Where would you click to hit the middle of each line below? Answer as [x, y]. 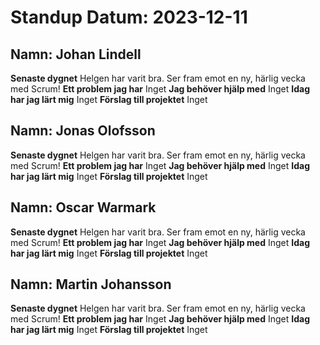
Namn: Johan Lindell [76, 54]
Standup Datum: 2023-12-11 [129, 17]
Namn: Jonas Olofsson [83, 131]
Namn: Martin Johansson [91, 284]
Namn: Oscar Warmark [83, 207]
